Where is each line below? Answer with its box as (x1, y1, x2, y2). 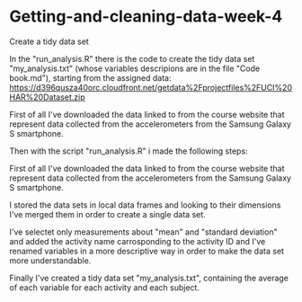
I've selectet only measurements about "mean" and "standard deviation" (9, 226, 278, 237)
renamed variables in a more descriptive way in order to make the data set (9, 245, 285, 256)
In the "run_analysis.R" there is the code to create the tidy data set (9, 53, 255, 64)
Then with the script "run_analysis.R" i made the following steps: (9, 146, 249, 156)
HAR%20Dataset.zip (9, 92, 85, 102)
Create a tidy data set (9, 36, 90, 47)
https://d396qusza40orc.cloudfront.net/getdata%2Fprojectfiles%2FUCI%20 (9, 82, 293, 93)
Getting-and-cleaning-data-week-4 (9, 6, 283, 27)
